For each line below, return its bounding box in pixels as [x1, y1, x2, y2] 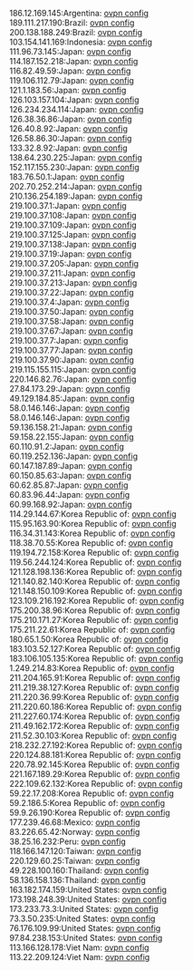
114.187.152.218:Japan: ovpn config [9, 56, 139, 66]
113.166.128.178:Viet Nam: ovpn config [9, 942, 150, 953]
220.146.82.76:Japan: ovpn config [9, 374, 137, 384]
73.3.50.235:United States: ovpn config [9, 913, 156, 924]
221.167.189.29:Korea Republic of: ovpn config [9, 769, 180, 779]
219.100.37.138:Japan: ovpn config [9, 239, 137, 249]
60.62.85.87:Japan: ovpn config [9, 480, 129, 490]
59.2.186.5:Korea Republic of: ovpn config [9, 798, 166, 808]
